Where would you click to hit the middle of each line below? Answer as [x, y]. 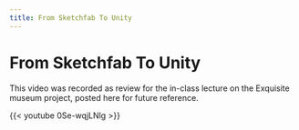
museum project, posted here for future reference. [104, 97]
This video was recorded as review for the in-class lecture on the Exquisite [149, 88]
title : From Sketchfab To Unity [71, 18]
